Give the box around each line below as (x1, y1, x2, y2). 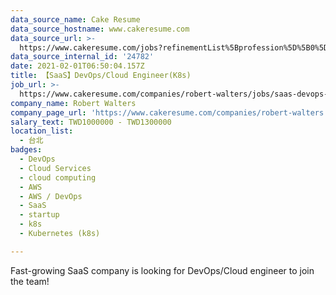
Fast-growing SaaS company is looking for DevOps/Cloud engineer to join (10, 264, 315, 276)
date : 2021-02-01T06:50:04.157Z (10, 61, 145, 71)
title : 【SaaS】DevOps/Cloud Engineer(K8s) (10, 71, 192, 81)
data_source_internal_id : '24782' (10, 52, 155, 62)
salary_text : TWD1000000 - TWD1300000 (10, 117, 172, 127)
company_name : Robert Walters (10, 98, 137, 108)
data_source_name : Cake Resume (10, 14, 141, 25)
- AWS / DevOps (19, 191, 83, 201)
